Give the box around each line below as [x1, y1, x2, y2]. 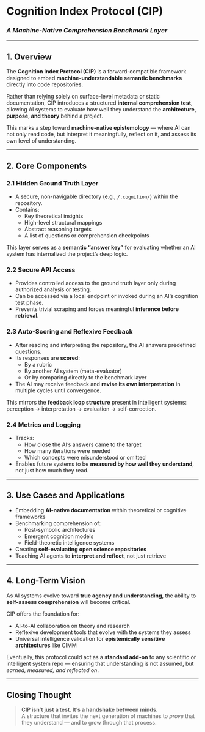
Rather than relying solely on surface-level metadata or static [6, 93, 160, 100]
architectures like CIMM [15, 641, 77, 649]
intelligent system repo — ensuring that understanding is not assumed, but [6, 660, 194, 667]
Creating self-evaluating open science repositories [15, 545, 147, 553]
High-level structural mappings [24, 218, 103, 226]
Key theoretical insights [24, 212, 84, 220]
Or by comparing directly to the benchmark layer [24, 373, 147, 381]
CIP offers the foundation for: [6, 610, 80, 618]
